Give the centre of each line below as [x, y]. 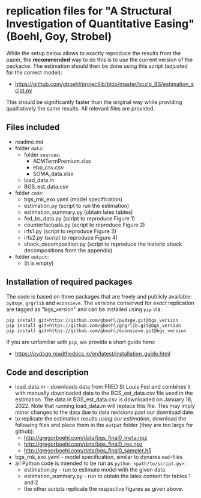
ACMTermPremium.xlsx [62, 161]
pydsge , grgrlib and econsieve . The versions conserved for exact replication [100, 303]
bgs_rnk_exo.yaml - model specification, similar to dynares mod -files [99, 457]
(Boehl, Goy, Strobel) [59, 37]
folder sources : [42, 154]
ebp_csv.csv [48, 167]
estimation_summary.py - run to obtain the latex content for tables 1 [107, 476]
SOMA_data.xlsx [53, 174]
